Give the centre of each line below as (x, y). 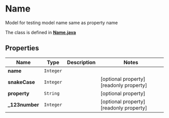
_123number (23, 104)
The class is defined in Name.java (41, 32)
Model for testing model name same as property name (62, 23)
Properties (22, 48)
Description (81, 62)
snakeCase (21, 82)
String (52, 93)
